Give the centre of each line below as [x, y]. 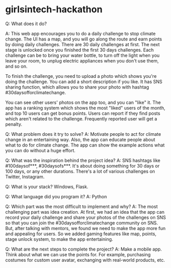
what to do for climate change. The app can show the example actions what [85, 145]
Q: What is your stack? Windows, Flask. [47, 187]
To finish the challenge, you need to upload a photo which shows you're [81, 76]
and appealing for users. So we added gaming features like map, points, [81, 234]
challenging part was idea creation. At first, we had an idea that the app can [85, 212]
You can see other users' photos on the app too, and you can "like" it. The [83, 102]
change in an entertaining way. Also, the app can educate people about [80, 139]
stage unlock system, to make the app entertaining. [59, 239]
